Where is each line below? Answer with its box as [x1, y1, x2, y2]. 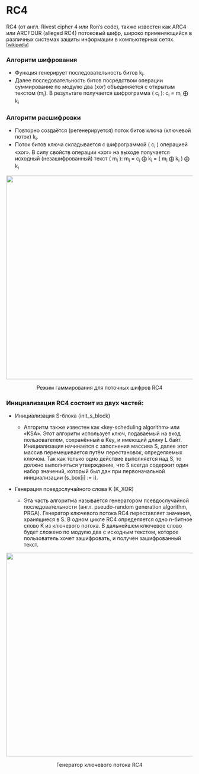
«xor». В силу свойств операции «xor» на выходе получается [14, 149, 170, 156]
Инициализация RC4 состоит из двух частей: [6, 399, 144, 407]
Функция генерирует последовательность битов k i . [14, 69, 145, 78]
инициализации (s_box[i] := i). [23, 474, 98, 481]
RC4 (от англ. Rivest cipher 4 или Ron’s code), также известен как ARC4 [6, 23, 187, 30]
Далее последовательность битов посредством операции [14, 77, 163, 84]
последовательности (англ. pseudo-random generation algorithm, [23, 503, 188, 510]
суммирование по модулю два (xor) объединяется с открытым [14, 83, 175, 91]
